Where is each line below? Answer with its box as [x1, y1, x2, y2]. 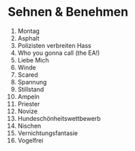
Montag [17, 27, 40, 35]
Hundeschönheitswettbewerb [17, 114, 101, 122]
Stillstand [17, 85, 44, 93]
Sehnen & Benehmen [7, 4, 129, 20]
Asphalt [17, 34, 40, 42]
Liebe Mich [17, 56, 50, 64]
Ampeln [17, 92, 40, 100]
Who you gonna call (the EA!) [17, 49, 100, 57]
